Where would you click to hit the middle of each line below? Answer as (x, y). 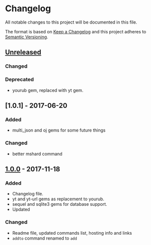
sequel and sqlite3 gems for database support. (60, 204)
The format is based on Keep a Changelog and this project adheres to (76, 31)
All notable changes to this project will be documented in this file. (71, 22)
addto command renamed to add (45, 238)
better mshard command (37, 154)
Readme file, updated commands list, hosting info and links (72, 233)
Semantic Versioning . (27, 37)
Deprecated (20, 80)
